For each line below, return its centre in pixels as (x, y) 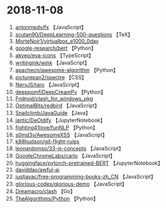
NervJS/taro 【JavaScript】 (49, 84)
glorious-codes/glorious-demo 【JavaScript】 (71, 184)
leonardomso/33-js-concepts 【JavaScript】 (70, 148)
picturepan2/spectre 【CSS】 (51, 77)
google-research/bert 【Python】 (56, 48)
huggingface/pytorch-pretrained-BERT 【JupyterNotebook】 (89, 163)
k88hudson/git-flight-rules (47, 141)
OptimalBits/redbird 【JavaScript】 (57, 105)
